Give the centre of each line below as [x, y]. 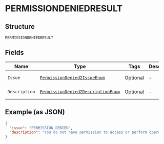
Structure [20, 27]
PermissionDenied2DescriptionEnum [80, 92]
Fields [15, 52]
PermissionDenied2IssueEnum [72, 78]
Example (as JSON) [35, 112]
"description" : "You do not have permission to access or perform [78, 132]
